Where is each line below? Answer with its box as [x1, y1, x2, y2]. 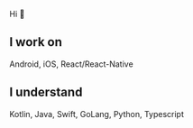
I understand [9, 85, 83, 100]
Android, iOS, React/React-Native [9, 59, 133, 69]
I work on [9, 34, 63, 50]
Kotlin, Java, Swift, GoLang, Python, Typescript [9, 108, 185, 119]
